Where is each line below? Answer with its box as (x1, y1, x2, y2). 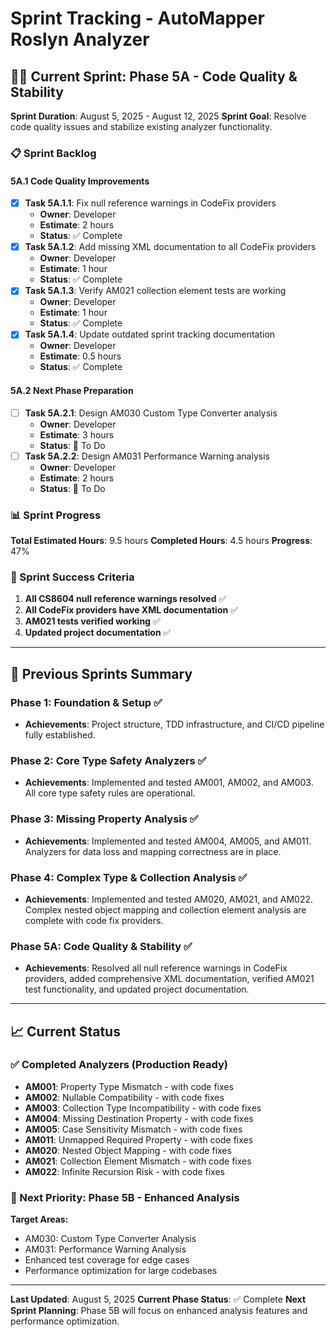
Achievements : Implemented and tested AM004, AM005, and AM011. (24, 835, 312, 847)
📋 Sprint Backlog (10, 146, 97, 160)
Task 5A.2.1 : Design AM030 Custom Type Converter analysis (24, 407, 278, 419)
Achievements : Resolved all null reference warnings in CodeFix (24, 962, 288, 974)
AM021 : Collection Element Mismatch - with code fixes (24, 1155, 252, 1167)
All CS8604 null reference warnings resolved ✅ (24, 593, 227, 605)
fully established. (24, 728, 96, 741)
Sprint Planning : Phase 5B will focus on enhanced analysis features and (10, 1305, 308, 1317)
